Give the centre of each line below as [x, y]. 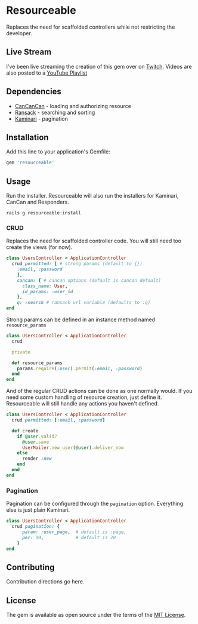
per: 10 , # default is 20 [69, 537]
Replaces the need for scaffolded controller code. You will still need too [94, 241]
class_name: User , [45, 286]
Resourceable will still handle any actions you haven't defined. [83, 404]
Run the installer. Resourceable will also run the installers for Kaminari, [92, 196]
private [21, 352]
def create [25, 431]
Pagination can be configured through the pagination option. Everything [95, 504]
